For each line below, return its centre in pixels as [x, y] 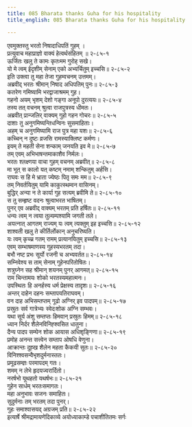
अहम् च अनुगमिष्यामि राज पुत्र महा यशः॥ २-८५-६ [60, 131]
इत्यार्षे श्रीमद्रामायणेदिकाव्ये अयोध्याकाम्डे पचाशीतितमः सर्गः [67, 417]
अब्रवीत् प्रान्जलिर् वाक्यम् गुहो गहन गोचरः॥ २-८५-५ [62, 115]
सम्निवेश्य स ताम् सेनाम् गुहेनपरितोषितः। [49, 262]
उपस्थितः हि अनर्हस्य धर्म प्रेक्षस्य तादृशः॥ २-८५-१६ [62, 285]
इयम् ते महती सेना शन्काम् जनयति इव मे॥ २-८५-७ [61, 146]
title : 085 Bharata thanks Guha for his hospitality [84, 13]
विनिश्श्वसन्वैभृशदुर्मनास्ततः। [37, 355]
